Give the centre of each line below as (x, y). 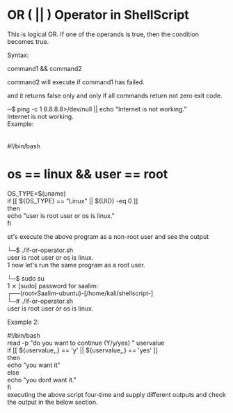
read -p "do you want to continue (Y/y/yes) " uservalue (86, 343)
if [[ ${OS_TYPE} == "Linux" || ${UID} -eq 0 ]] (73, 201)
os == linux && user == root (88, 174)
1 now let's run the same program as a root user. (76, 265)
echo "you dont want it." (42, 380)
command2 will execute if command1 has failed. (76, 82)
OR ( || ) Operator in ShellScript (98, 15)
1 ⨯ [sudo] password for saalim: (53, 286)
